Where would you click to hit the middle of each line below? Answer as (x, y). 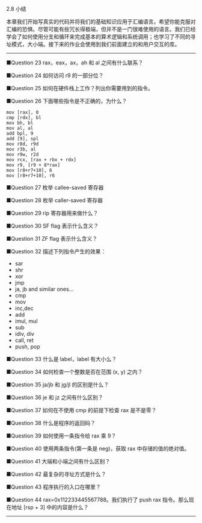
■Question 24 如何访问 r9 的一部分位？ (55, 75)
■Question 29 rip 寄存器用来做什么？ (52, 213)
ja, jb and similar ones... (44, 289)
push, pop (27, 347)
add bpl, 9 (20, 134)
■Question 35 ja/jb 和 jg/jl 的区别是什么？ (58, 385)
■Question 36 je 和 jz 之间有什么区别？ (55, 397)
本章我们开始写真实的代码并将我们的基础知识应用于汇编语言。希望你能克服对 (101, 22)
